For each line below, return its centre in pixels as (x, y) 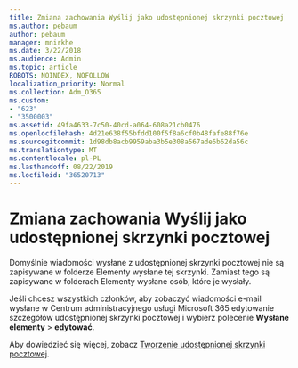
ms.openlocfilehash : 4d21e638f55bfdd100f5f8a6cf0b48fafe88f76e (129, 134)
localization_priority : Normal (67, 84)
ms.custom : (29, 100)
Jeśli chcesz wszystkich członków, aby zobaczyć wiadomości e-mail (136, 298)
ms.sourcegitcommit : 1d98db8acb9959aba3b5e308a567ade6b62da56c (129, 142)
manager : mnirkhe (41, 42)
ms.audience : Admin (45, 59)
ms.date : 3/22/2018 (45, 51)
